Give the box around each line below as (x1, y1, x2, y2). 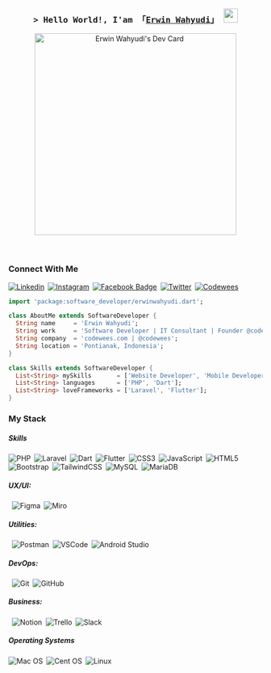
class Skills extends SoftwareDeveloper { (8, 364, 153, 372)
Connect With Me (8, 263, 79, 274)
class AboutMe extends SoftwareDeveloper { (8, 311, 157, 320)
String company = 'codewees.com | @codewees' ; (15, 335, 179, 343)
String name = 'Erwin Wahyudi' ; (15, 320, 139, 328)
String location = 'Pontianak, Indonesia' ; (15, 341, 164, 350)
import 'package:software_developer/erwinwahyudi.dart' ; (8, 297, 204, 306)
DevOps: (8, 558, 39, 568)
